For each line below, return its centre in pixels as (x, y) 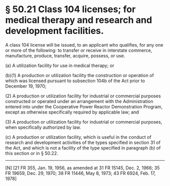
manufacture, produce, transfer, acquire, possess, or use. (65, 55)
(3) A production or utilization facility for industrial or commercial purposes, (84, 122)
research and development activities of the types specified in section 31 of (83, 142)
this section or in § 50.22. (32, 153)
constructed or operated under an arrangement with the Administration (79, 101)
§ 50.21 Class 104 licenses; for (70, 9)
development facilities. (55, 31)
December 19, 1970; (26, 86)
